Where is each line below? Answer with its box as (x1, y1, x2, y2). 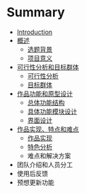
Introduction (16, 28, 53, 36)
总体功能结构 (27, 98, 65, 106)
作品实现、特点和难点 (16, 125, 79, 133)
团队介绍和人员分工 (16, 160, 73, 169)
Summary (6, 4, 65, 21)
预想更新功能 (16, 178, 54, 187)
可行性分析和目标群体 (16, 62, 79, 71)
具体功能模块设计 (27, 107, 78, 116)
